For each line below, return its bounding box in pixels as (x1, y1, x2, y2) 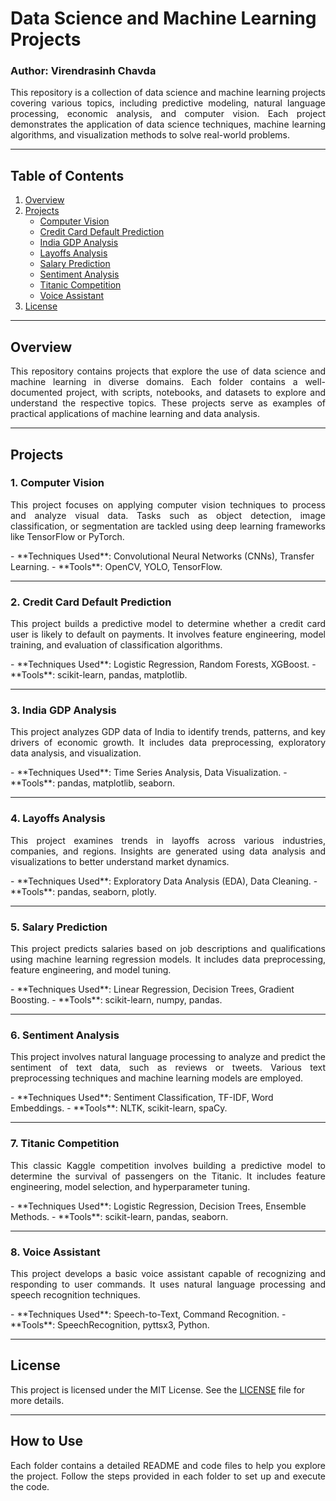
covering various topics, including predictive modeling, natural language (10, 97, 326, 109)
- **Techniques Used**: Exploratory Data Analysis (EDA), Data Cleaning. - (10, 875, 318, 887)
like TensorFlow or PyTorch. (10, 530, 125, 542)
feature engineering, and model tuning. (10, 963, 172, 976)
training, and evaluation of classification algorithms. (10, 639, 223, 651)
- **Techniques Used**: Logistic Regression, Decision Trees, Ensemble (10, 1200, 307, 1212)
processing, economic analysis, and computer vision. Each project (10, 108, 326, 120)
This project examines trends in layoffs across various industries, (10, 834, 326, 846)
